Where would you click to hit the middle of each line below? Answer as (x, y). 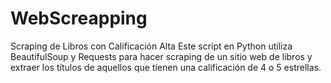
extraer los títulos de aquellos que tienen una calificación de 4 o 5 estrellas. (166, 67)
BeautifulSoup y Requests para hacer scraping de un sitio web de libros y (161, 56)
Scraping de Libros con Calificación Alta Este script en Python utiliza (151, 46)
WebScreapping (79, 18)
